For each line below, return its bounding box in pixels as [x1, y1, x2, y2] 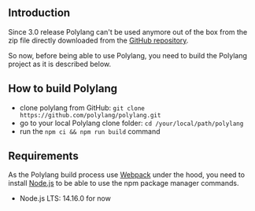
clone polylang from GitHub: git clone [19, 102, 146, 113]
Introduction [8, 6, 71, 20]
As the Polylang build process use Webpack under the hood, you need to [8, 170, 246, 180]
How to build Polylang [8, 82, 118, 95]
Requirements [8, 150, 79, 163]
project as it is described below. [8, 59, 112, 68]
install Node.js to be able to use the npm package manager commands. [8, 179, 239, 188]
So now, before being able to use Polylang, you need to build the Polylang [8, 50, 248, 60]
